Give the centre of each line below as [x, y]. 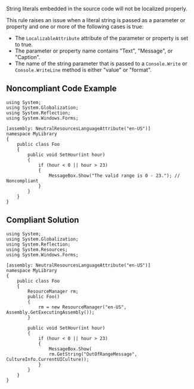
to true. [24, 45]
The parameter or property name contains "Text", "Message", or [94, 51]
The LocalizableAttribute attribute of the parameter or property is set [101, 38]
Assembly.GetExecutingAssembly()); [50, 312]
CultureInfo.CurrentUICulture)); [48, 359]
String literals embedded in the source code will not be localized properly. [97, 9]
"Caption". [27, 57]
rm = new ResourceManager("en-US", [82, 307]
